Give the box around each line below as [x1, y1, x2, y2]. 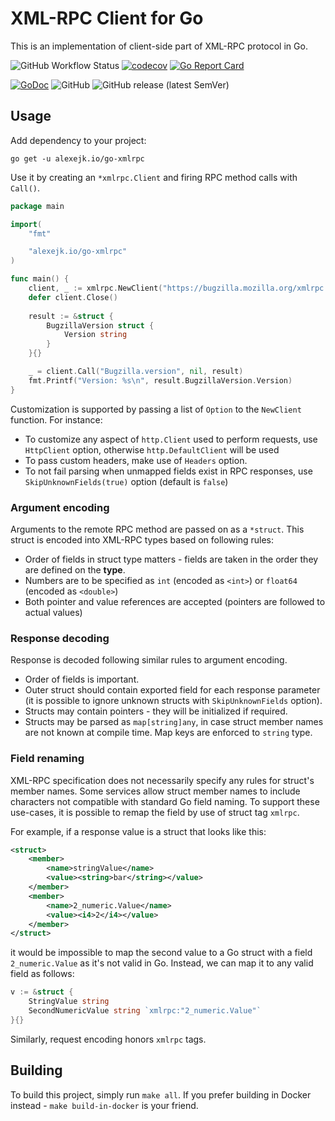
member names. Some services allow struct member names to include [10, 785, 301, 797]
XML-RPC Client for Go [10, 7, 204, 30]
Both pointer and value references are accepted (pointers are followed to [24, 595, 326, 607]
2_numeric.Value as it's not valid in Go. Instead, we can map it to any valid [10, 957, 314, 969]
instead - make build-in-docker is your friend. [10, 1099, 199, 1111]
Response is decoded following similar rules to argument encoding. [10, 654, 288, 666]
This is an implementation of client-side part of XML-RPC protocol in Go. [10, 40, 308, 52]
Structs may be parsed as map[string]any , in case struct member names [24, 716, 324, 728]
